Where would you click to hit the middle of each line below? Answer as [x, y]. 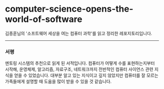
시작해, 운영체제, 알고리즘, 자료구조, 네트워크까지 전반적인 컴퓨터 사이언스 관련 [79, 70]
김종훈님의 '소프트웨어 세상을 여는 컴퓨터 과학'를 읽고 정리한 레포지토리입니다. [79, 33]
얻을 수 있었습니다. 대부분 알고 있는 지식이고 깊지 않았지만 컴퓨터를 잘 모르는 [86, 75]
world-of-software [44, 19]
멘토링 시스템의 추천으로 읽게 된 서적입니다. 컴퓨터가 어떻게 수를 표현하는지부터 [80, 63]
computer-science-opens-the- [69, 9]
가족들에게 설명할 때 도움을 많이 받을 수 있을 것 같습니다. [58, 82]
